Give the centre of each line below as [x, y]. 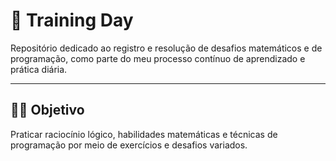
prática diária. [39, 69]
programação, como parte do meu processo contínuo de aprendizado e [158, 58]
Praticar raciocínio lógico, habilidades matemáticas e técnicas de [144, 134]
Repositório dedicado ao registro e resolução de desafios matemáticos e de [166, 48]
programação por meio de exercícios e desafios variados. [129, 145]
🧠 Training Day [72, 20]
